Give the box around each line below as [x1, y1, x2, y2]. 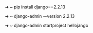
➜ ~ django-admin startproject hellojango [5, 22, 89, 28]
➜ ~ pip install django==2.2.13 [5, 4, 66, 10]
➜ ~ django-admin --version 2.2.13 [5, 13, 75, 19]
